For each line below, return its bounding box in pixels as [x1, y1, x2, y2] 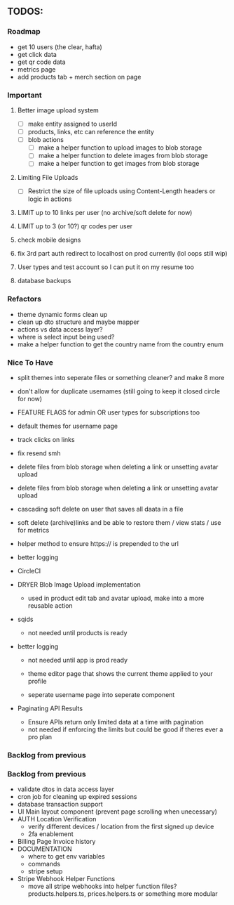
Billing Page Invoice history [17, 838, 96, 846]
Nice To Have [7, 358, 54, 367]
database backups [17, 277, 71, 285]
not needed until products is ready [27, 629, 128, 637]
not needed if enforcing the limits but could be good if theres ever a [27, 725, 223, 734]
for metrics [17, 526, 50, 535]
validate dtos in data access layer [17, 785, 114, 793]
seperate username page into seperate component [27, 691, 175, 699]
